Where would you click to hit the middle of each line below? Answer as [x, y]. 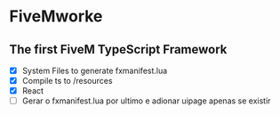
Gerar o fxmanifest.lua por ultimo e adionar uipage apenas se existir [146, 101]
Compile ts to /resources [67, 81]
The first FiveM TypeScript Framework [118, 49]
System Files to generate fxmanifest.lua [95, 70]
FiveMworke [56, 16]
